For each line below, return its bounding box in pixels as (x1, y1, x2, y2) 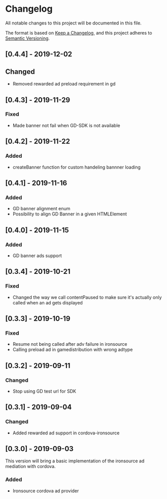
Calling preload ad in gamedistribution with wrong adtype (12, 347, 133, 353)
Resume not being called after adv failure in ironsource (12, 341, 128, 347)
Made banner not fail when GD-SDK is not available (12, 122, 120, 128)
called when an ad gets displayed (12, 299, 83, 306)
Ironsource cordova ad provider (12, 487, 79, 494)
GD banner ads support (12, 253, 62, 259)
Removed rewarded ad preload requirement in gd (12, 81, 116, 87)
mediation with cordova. (5, 463, 56, 469)
